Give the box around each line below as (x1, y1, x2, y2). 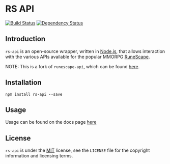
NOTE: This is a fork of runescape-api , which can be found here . (5, 63, 140, 69)
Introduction (5, 35, 46, 43)
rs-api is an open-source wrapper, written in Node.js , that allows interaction (5, 48, 165, 54)
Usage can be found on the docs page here (5, 119, 97, 125)
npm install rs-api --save (5, 92, 63, 97)
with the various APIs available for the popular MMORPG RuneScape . (5, 53, 150, 60)
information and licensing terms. (5, 153, 73, 159)
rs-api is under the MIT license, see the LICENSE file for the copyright (5, 147, 150, 153)
